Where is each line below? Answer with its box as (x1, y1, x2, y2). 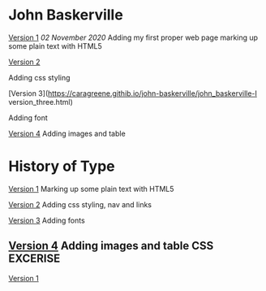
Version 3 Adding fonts (8, 215, 85, 225)
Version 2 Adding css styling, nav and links (8, 199, 152, 209)
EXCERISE (8, 252, 61, 266)
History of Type (8, 157, 115, 176)
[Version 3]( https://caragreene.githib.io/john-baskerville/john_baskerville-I (8, 88, 258, 98)
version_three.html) (8, 97, 73, 106)
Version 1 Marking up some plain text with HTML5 (8, 184, 174, 193)
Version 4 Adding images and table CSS (8, 239, 214, 253)
